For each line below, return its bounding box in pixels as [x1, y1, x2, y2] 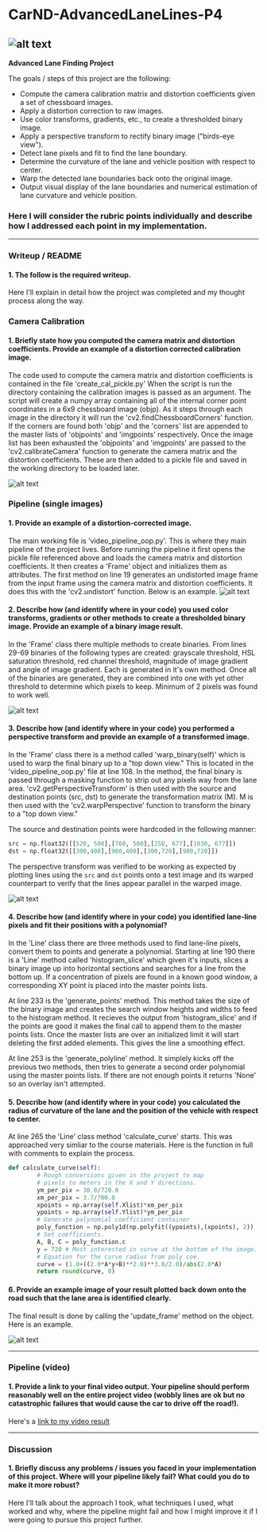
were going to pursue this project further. [8, 1515, 143, 1524]
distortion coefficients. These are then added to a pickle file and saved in [8, 455, 247, 465]
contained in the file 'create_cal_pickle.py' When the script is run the [8, 379, 233, 388]
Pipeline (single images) [8, 499, 103, 510]
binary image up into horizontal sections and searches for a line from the [8, 964, 246, 974]
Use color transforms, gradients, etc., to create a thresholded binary [19, 115, 243, 124]
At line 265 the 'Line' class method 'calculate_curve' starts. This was [8, 1132, 233, 1141]
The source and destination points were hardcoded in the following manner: [8, 825, 257, 834]
